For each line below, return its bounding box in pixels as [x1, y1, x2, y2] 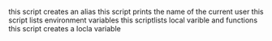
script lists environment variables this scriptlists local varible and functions [8, 15, 258, 25]
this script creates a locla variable [8, 24, 122, 33]
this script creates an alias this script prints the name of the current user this [8, 7, 264, 16]
